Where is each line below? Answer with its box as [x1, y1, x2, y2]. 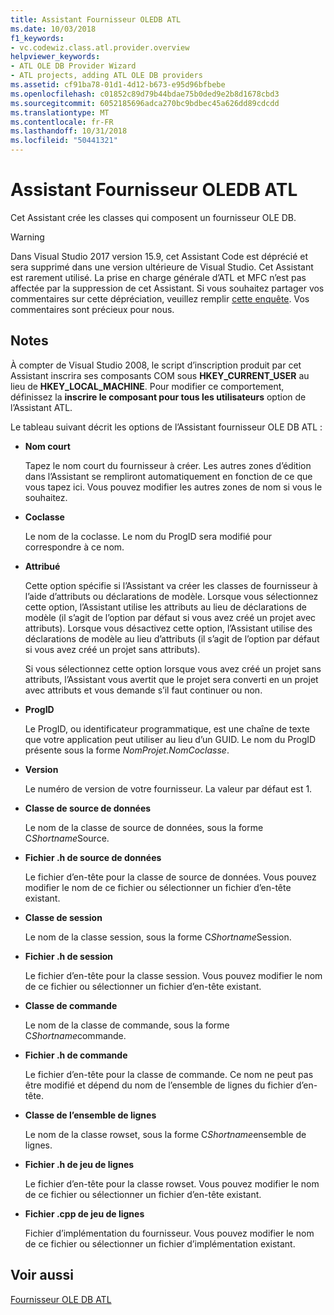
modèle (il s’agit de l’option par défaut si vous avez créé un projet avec [24, 611, 317, 623]
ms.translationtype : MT [10, 107, 110, 118]
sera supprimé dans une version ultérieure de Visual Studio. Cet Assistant [10, 261, 314, 273]
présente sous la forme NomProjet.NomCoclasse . [24, 744, 230, 756]
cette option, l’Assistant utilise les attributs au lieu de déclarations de [24, 601, 307, 613]
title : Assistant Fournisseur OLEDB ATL [10, 14, 182, 25]
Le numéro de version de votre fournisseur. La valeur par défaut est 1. [24, 782, 313, 795]
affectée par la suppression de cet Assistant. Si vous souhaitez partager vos [10, 282, 325, 294]
